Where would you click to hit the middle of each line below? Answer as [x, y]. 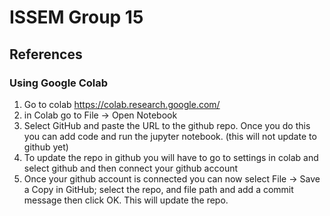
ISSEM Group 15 [76, 17]
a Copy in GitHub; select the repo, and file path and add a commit [158, 189]
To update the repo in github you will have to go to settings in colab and [171, 157]
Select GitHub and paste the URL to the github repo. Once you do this [167, 125]
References [46, 54]
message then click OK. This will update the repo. [126, 200]
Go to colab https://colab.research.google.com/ [122, 104]
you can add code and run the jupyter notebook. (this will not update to [170, 136]
